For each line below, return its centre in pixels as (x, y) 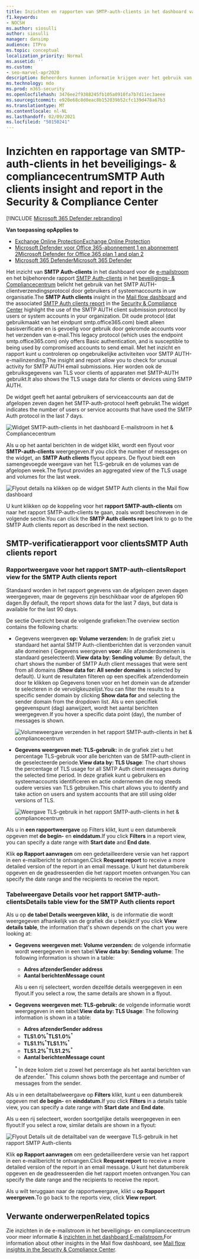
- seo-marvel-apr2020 (33, 72)
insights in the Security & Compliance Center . (61, 1249)
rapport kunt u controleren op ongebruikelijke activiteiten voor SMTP (90, 354)
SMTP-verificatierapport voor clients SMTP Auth (97, 544)
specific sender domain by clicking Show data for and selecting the (97, 695)
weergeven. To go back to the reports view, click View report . (81, 1198)
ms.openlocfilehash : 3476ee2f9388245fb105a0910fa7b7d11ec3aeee (86, 94)
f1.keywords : (22, 17)
